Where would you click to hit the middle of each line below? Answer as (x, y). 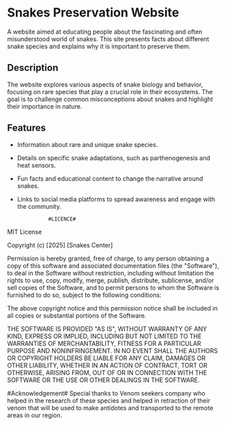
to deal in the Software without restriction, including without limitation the (111, 273)
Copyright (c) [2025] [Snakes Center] (60, 245)
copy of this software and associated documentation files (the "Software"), (113, 265)
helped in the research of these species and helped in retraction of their (109, 401)
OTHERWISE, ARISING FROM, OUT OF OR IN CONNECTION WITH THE (107, 372)
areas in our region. (35, 415)
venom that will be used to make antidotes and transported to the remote (110, 407)
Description (33, 68)
